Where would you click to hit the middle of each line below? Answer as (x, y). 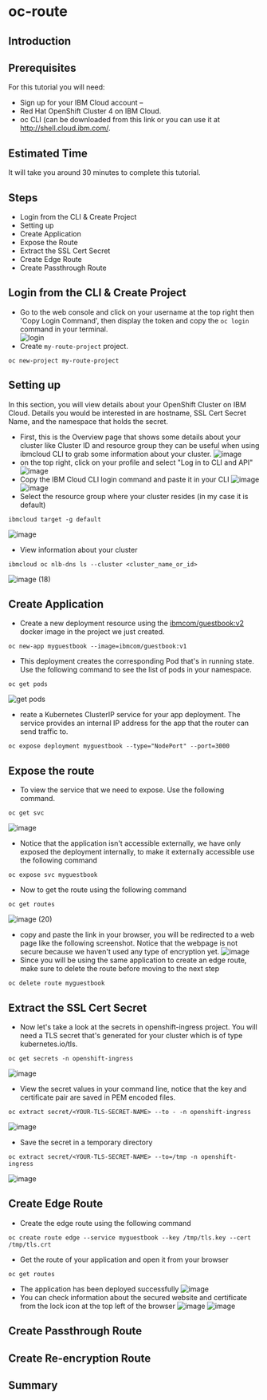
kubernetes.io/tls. (49, 1044)
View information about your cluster (79, 549)
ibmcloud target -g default (55, 519)
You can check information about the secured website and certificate (133, 1297)
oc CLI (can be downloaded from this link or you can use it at (120, 120)
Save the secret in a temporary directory (86, 1142)
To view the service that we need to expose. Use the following (122, 790)
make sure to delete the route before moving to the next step (120, 969)
